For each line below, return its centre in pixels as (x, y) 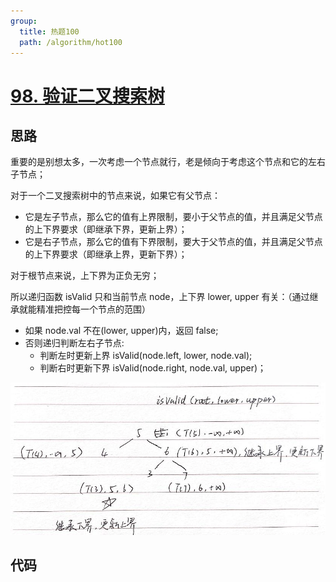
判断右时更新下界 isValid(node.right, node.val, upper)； (153, 368)
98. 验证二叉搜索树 (87, 96)
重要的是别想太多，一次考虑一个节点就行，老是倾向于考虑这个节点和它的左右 (168, 162)
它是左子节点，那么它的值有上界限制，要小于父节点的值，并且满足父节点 (173, 217)
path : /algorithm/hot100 (71, 42)
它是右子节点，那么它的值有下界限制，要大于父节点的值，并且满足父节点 (173, 242)
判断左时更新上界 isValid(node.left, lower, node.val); (146, 356)
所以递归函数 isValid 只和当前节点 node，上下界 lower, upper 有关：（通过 (160, 297)
